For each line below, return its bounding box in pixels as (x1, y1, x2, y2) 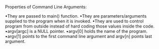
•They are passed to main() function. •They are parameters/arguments (5, 13, 147, 19)
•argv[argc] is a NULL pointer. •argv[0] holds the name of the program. (5, 29, 148, 34)
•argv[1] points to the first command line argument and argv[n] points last (5, 33, 152, 39)
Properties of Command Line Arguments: (5, 4, 87, 10)
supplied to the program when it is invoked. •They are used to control (5, 19, 144, 24)
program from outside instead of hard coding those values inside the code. (5, 23, 155, 29)
